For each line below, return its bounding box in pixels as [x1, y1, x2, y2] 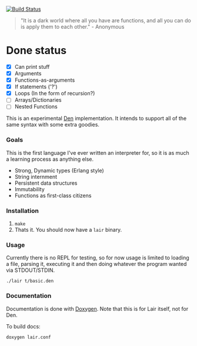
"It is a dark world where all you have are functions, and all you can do [20, 17, 191, 24]
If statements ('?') [14, 83, 58, 91]
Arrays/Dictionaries [14, 97, 62, 104]
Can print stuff [14, 63, 50, 70]
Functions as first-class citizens [14, 192, 92, 199]
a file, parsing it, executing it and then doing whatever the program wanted [6, 261, 187, 268]
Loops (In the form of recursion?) [14, 90, 95, 97]
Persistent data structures [14, 179, 78, 187]
